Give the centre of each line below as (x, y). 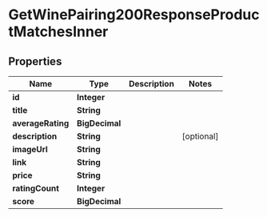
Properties (35, 61)
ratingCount (36, 188)
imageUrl (30, 149)
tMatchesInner (58, 32)
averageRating (41, 123)
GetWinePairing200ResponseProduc (134, 15)
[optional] (200, 136)
